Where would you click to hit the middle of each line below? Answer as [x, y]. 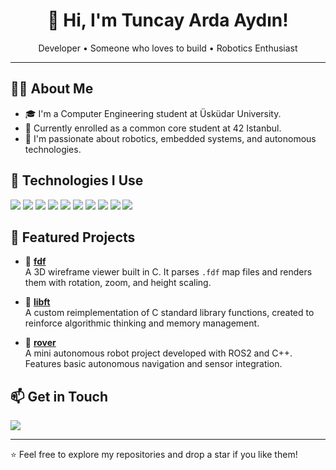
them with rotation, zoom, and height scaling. [118, 283]
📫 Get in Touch [59, 396]
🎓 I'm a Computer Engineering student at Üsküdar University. [153, 113]
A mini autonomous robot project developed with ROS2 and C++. [158, 353]
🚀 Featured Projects [73, 237]
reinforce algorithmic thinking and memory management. [142, 323]
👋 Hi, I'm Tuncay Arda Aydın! [168, 20]
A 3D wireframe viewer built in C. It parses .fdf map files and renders [168, 272]
